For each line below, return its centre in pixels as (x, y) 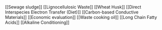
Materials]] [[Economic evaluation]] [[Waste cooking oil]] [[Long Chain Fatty (81, 17)
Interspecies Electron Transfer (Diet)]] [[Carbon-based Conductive (72, 12)
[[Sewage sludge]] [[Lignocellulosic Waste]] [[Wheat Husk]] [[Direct (73, 7)
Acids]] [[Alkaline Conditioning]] (37, 22)
